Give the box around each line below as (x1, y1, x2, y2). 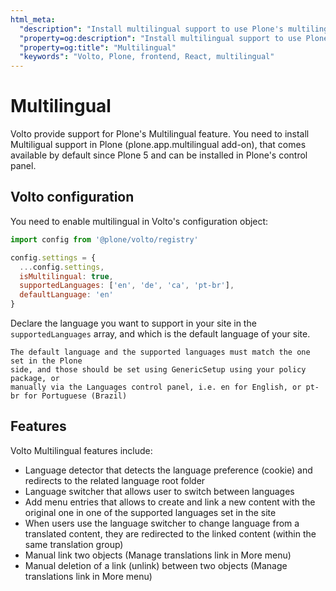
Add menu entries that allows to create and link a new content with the (24, 496, 316, 508)
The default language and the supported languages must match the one (10, 347, 311, 357)
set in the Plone (10, 356, 83, 366)
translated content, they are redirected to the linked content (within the (24, 527, 317, 540)
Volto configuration (10, 189, 135, 206)
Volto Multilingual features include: (10, 444, 153, 456)
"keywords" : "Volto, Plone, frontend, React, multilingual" (19, 52, 275, 62)
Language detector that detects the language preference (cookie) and (24, 464, 313, 476)
